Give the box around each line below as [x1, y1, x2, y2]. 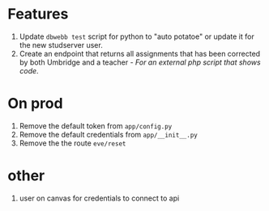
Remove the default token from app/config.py [19, 120, 173, 130]
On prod [7, 95, 63, 113]
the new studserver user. [19, 40, 103, 49]
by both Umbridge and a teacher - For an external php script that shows [19, 57, 261, 67]
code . [19, 65, 39, 75]
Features [7, 5, 69, 23]
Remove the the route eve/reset [19, 138, 126, 148]
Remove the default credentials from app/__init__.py [19, 129, 198, 139]
